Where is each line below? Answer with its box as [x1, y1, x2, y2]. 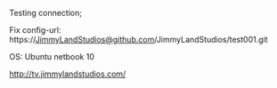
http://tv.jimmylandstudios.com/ [9, 68, 126, 79]
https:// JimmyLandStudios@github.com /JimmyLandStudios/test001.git [9, 35, 268, 44]
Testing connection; [9, 8, 83, 18]
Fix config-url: [9, 25, 61, 35]
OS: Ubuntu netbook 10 [9, 52, 95, 61]
